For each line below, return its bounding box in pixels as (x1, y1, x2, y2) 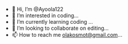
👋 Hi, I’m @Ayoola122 (11, 6, 64, 12)
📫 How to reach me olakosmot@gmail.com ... (11, 32, 123, 38)
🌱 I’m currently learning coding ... (11, 18, 94, 25)
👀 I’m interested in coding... (11, 12, 79, 19)
